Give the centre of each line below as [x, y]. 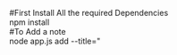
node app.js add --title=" [55, 41]
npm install [29, 22]
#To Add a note [38, 31]
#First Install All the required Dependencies [89, 13]
